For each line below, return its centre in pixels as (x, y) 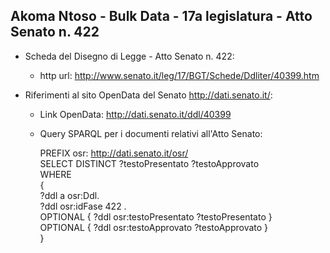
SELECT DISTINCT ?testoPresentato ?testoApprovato (149, 163)
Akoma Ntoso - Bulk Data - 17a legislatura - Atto (161, 16)
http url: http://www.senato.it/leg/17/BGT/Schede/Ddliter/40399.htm (179, 75)
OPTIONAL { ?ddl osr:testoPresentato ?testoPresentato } (156, 216)
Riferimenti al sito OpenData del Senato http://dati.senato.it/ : (148, 95)
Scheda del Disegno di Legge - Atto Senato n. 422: (129, 56)
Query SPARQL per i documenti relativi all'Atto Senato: (151, 133)
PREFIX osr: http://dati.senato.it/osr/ (114, 153)
